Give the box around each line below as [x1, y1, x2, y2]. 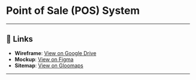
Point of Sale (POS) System [6, 4, 140, 17]
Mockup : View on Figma [14, 56, 74, 63]
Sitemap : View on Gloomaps [14, 62, 83, 69]
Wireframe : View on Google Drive [14, 49, 97, 56]
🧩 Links [6, 34, 33, 44]
